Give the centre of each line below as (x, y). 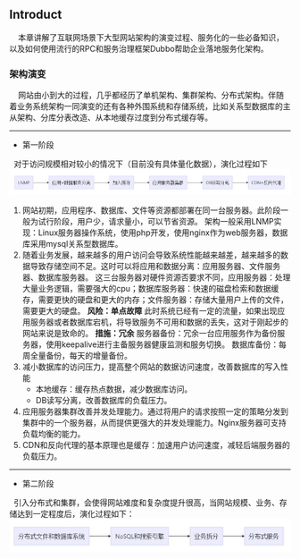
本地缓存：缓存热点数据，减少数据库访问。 (114, 389)
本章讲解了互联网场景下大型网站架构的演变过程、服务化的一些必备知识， (150, 37)
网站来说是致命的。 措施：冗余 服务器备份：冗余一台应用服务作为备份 (150, 334)
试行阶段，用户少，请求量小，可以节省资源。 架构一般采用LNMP (156, 222)
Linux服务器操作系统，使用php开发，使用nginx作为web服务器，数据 (163, 233)
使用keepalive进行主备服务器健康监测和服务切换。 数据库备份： (162, 344)
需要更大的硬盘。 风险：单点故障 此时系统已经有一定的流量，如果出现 (150, 311)
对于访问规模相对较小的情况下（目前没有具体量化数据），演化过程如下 (140, 164)
